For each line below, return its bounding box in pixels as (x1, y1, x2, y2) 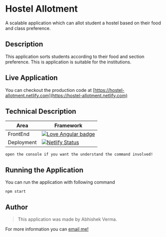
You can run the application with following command (5, 179, 115, 185)
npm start (5, 189, 26, 194)
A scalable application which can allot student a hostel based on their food (5, 20, 161, 26)
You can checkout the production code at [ (5, 87, 95, 93)
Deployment (8, 139, 37, 146)
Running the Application (5, 165, 84, 174)
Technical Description (5, 107, 77, 116)
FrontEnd (8, 130, 29, 138)
